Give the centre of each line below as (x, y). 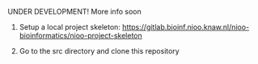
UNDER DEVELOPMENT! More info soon (75, 12)
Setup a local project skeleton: (70, 27)
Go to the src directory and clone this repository (99, 51)
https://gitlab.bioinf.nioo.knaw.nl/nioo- (186, 27)
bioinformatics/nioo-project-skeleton (80, 36)
